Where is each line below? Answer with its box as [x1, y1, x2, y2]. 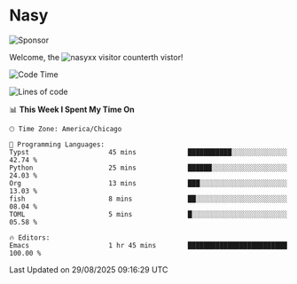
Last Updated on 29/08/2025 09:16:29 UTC [9, 264, 168, 275]
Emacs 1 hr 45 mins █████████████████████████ [9, 241, 288, 249]
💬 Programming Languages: [9, 139, 105, 149]
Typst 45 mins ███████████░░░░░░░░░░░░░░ [9, 147, 288, 156]
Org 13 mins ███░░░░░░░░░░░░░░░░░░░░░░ [9, 178, 288, 187]
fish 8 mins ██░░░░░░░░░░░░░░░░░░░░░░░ [9, 194, 288, 203]
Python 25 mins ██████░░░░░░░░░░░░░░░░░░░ [9, 163, 288, 172]
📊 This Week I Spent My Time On [9, 104, 135, 114]
